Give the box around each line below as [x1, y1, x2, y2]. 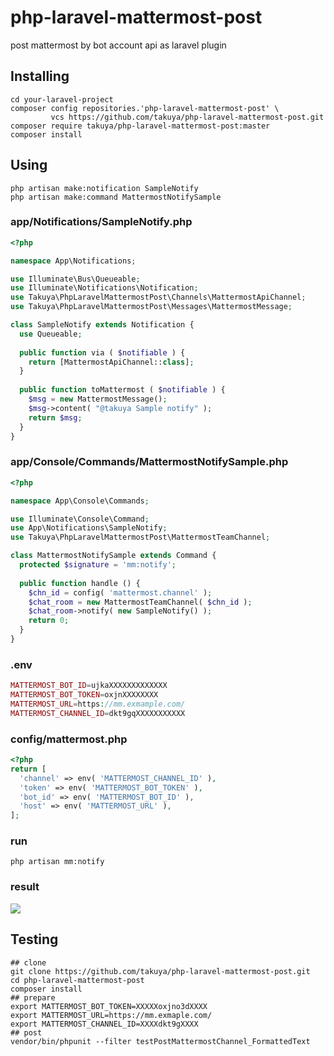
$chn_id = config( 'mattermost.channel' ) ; [28, 587, 213, 598]
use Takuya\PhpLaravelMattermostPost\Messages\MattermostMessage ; [10, 302, 293, 312]
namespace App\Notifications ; [10, 256, 137, 266]
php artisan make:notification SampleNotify [10, 183, 199, 193]
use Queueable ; [19, 329, 83, 339]
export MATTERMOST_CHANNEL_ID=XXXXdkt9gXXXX [10, 1019, 199, 1029]
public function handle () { [19, 578, 141, 588]
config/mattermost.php [10, 732, 128, 746]
